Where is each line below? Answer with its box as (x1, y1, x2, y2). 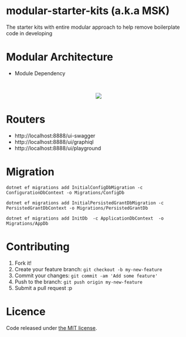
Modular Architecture (6, 50, 113, 64)
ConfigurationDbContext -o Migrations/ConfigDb (6, 190, 125, 196)
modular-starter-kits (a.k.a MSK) (6, 4, 170, 18)
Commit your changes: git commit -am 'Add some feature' (14, 272, 158, 279)
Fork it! (14, 260, 32, 267)
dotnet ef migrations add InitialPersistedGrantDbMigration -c (6, 200, 164, 206)
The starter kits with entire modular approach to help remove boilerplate (6, 23, 180, 31)
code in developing (6, 29, 53, 36)
